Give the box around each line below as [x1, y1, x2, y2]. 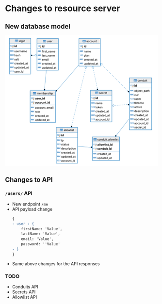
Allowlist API [12, 294, 37, 300]
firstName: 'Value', [21, 226, 63, 231]
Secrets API [12, 289, 36, 295]
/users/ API [5, 190, 32, 197]
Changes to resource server [5, 3, 120, 14]
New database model [5, 22, 70, 31]
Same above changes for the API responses [12, 260, 100, 267]
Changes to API [5, 176, 53, 184]
